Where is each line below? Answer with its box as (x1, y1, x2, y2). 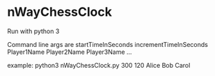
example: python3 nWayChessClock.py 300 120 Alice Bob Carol (7, 61, 191, 69)
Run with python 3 (7, 27, 60, 35)
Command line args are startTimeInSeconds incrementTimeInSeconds (7, 40, 209, 48)
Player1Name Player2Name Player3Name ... (7, 48, 132, 56)
